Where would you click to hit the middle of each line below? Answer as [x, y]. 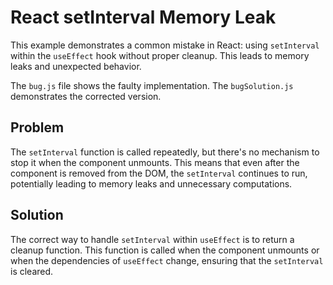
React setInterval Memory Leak [143, 17]
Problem [37, 127]
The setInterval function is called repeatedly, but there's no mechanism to [165, 152]
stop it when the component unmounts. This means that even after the [155, 162]
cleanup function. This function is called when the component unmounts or [165, 250]
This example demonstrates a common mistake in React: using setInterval [165, 45]
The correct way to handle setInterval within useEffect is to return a [152, 239]
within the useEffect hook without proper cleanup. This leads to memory [160, 55]
